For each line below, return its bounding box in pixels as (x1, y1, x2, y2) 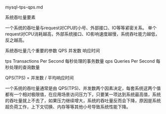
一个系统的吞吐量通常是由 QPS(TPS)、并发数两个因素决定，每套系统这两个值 (5, 85, 161, 91)
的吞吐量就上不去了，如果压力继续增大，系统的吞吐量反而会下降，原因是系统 (5, 98, 161, 103)
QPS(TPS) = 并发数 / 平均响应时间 (5, 75, 74, 80)
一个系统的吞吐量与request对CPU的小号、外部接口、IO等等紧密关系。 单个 (5, 25, 157, 31)
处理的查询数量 (9, 64, 40, 70)
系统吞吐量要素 (5, 14, 36, 20)
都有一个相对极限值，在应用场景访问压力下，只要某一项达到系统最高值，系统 (5, 91, 161, 97)
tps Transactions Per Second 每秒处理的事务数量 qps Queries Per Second (5, 58, 155, 64)
